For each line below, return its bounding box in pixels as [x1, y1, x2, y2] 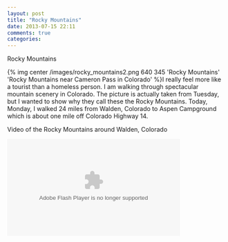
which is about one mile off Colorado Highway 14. [7, 112, 149, 121]
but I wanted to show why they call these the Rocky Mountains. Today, [7, 97, 208, 105]
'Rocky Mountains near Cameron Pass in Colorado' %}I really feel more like [7, 75, 222, 83]
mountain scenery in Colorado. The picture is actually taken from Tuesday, [7, 90, 220, 99]
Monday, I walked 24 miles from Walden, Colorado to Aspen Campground [7, 105, 217, 113]
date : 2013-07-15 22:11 [7, 23, 76, 30]
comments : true [7, 29, 51, 37]
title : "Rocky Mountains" [7, 17, 82, 23]
